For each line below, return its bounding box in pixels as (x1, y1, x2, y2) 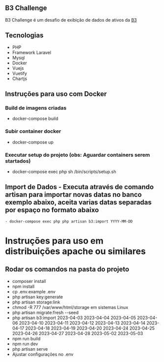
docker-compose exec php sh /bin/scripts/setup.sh (12, 168, 116, 174)
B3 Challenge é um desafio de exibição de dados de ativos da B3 (5, 17, 137, 23)
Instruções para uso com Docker (5, 90, 107, 98)
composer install (12, 278, 46, 284)
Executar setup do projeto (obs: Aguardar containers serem (5, 151, 150, 158)
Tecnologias (5, 31, 44, 40)
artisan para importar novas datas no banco (5, 191, 142, 199)
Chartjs (12, 76, 27, 82)
